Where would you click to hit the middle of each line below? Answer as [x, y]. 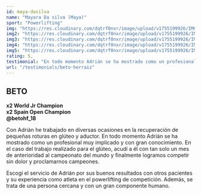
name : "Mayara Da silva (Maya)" [46, 17]
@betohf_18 [21, 118]
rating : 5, [20, 56]
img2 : [13, 34]
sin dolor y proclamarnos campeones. [53, 162]
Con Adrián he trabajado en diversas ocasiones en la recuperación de [92, 130]
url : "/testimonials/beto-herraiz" [51, 67]
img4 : [13, 45]
